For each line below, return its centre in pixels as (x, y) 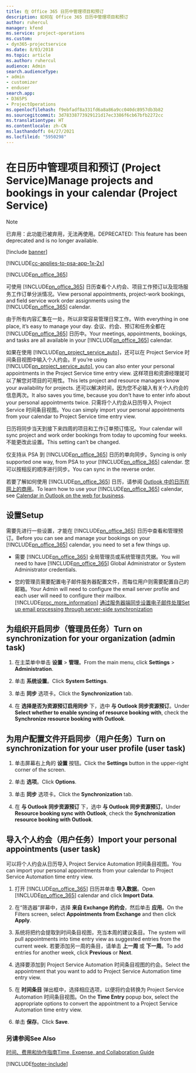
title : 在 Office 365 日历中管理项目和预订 (55, 11)
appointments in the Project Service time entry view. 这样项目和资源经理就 (95, 373)
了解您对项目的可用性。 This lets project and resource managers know (95, 380)
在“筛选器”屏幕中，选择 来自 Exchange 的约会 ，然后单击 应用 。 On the (99, 907)
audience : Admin (26, 66)
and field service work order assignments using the (68, 300)
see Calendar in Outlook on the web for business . (66, 495)
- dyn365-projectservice (36, 45)
